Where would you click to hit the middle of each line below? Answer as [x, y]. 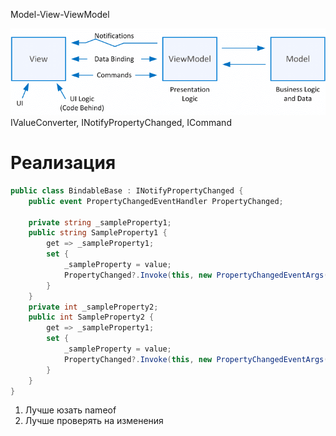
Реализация [63, 163]
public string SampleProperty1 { [98, 233]
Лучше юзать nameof [70, 410]
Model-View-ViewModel [60, 14]
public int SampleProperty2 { [91, 317]
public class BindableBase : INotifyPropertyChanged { [127, 190]
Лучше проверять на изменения [94, 421]
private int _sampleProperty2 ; [93, 307]
